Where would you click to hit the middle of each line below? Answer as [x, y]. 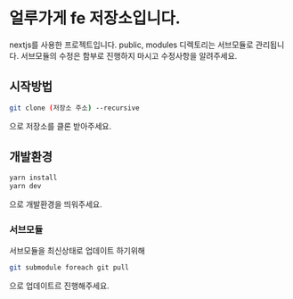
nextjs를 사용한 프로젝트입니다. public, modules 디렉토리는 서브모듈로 [131, 45]
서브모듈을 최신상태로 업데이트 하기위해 [77, 251]
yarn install [33, 178]
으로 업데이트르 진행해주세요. [59, 286]
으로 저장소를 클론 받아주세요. [61, 126]
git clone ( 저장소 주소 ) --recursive [74, 108]
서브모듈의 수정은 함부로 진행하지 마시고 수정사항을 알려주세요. [129, 55]
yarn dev [25, 187]
